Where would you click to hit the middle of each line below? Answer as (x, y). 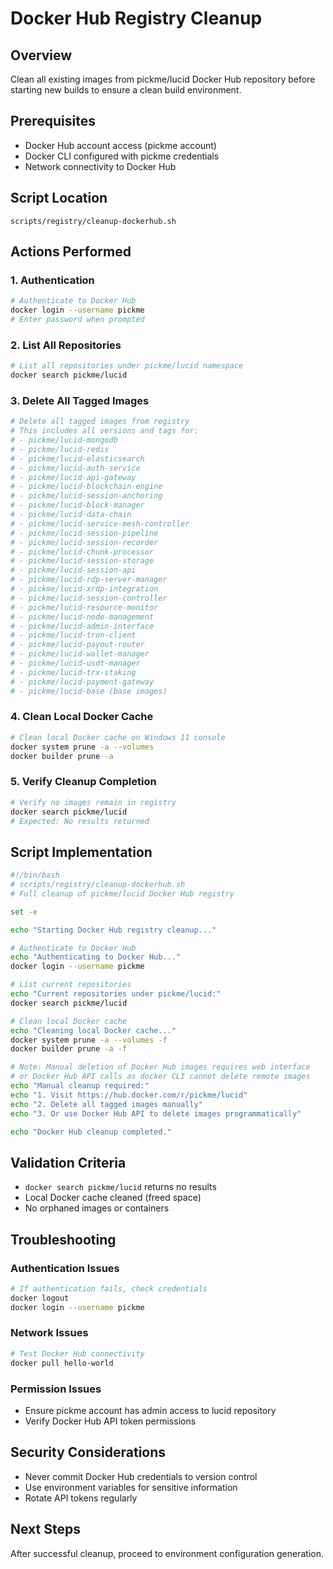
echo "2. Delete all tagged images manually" (106, 1104)
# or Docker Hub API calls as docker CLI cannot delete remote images (160, 1077)
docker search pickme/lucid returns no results (120, 1187)
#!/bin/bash (35, 875)
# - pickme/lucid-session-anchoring (86, 496)
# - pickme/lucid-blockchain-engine (86, 487)
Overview (41, 55)
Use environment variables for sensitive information (131, 1487)
